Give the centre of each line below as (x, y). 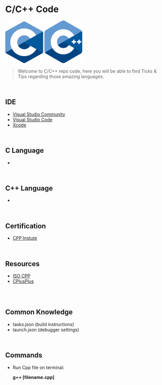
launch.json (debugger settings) (46, 330)
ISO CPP (21, 276)
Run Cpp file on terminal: (38, 367)
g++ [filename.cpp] (33, 377)
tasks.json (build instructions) (43, 324)
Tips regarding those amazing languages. (61, 76)
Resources (22, 264)
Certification (26, 226)
